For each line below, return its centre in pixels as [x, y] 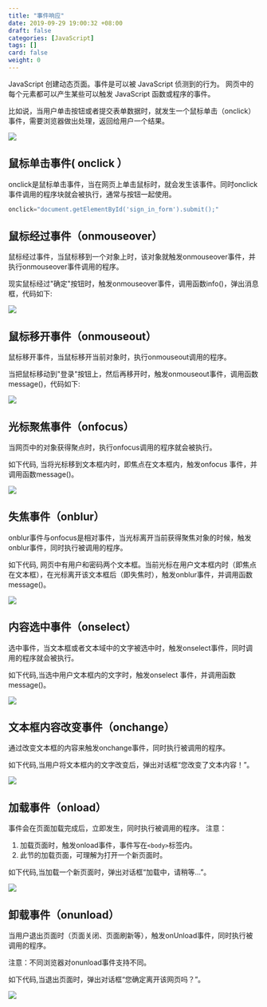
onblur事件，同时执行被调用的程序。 [68, 547]
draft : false [30, 30]
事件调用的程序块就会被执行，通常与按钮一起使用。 [92, 194]
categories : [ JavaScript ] [51, 38]
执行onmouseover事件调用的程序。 [66, 267]
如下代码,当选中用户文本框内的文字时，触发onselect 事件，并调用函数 [122, 675]
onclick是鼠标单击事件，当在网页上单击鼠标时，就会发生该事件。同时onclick [133, 184]
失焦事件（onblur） [57, 517]
